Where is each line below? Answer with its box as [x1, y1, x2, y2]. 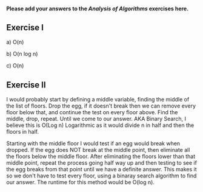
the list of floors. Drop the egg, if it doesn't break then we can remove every [6, 102, 196, 109]
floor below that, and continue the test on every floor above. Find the [6, 109, 178, 116]
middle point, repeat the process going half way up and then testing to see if [6, 159, 197, 166]
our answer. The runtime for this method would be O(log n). [6, 179, 155, 186]
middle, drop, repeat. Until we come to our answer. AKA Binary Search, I [6, 115, 187, 123]
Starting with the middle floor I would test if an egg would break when [6, 140, 181, 147]
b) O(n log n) [6, 50, 38, 58]
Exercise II [6, 80, 47, 90]
